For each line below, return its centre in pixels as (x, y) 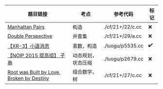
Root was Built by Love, (34, 72)
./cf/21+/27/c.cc (123, 75)
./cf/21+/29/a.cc (123, 36)
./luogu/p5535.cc (124, 46)
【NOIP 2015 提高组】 (33, 55)
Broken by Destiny (28, 78)
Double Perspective (30, 36)
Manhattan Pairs (26, 27)
